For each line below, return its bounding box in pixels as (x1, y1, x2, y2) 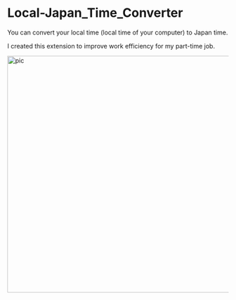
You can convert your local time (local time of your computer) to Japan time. (7, 28, 228, 37)
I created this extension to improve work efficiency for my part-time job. (7, 41, 216, 50)
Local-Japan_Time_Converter (7, 5, 183, 21)
